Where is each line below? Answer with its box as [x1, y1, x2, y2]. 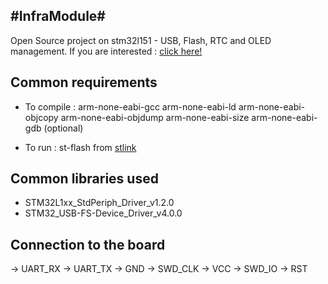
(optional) [43, 122, 84, 134]
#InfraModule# [10, 8, 106, 25]
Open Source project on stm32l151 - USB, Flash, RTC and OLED [10, 34, 272, 46]
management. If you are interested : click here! [10, 45, 203, 57]
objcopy [24, 111, 59, 123]
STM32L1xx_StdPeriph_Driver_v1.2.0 [24, 197, 175, 209]
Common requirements [10, 74, 158, 91]
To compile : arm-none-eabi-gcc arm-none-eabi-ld [24, 100, 237, 113]
